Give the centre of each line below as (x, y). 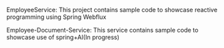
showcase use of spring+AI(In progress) (63, 37)
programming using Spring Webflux (56, 17)
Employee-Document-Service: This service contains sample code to (102, 30)
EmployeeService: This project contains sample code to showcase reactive (112, 10)
